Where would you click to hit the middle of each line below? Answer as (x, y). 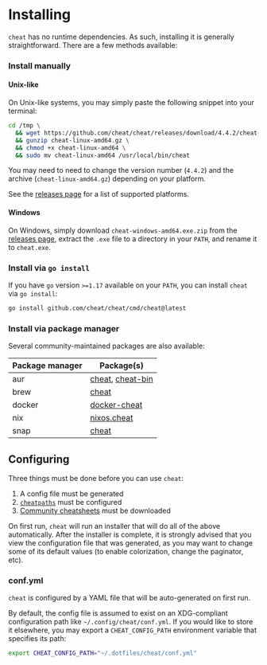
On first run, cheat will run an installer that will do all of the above (114, 526)
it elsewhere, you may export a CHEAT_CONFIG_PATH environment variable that (132, 630)
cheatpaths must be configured (71, 502)
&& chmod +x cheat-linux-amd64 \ (71, 148)
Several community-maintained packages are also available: (106, 346)
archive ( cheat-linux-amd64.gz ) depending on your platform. (107, 179)
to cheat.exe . (30, 247)
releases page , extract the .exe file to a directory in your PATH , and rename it (133, 239)
